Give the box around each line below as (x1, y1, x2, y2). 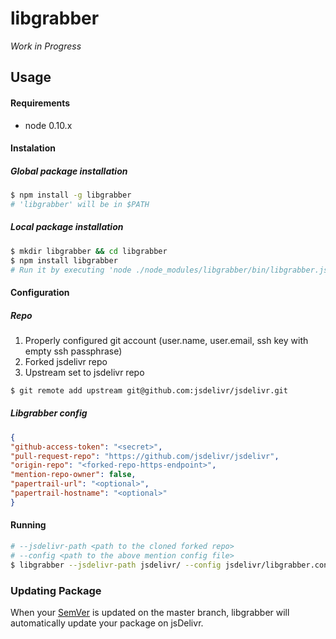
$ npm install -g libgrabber (10, 190, 132, 201)
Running (10, 519, 47, 531)
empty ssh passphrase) (24, 345, 123, 357)
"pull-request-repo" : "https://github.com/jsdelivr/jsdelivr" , (10, 451, 280, 461)
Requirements (10, 97, 71, 109)
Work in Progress (10, 40, 82, 52)
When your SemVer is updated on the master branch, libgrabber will (10, 606, 290, 618)
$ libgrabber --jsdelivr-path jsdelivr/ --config (10, 560, 222, 570)
